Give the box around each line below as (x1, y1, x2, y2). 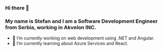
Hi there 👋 (5, 4, 30, 11)
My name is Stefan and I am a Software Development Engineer (5, 17, 158, 24)
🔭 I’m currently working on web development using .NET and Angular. (12, 35, 155, 41)
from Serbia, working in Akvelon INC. (5, 24, 97, 31)
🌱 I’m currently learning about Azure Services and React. (12, 41, 128, 47)
